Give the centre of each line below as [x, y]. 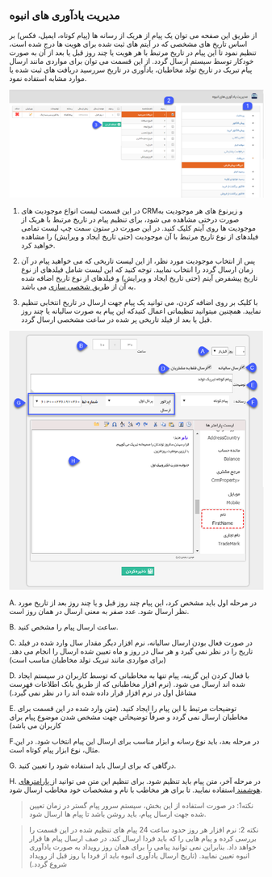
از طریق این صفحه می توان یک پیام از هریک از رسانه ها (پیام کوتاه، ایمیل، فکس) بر [133, 35]
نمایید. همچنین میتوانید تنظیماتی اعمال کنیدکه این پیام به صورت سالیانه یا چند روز [141, 311]
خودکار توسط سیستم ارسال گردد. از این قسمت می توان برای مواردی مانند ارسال [132, 61]
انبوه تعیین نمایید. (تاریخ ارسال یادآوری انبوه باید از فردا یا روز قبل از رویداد [139, 855]
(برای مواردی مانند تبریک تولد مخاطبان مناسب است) [88, 659]
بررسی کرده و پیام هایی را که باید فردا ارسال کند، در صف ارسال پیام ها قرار [142, 838]
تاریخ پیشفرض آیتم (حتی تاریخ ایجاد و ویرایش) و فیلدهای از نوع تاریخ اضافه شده [139, 278]
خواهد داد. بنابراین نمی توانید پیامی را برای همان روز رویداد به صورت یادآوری [142, 846]
